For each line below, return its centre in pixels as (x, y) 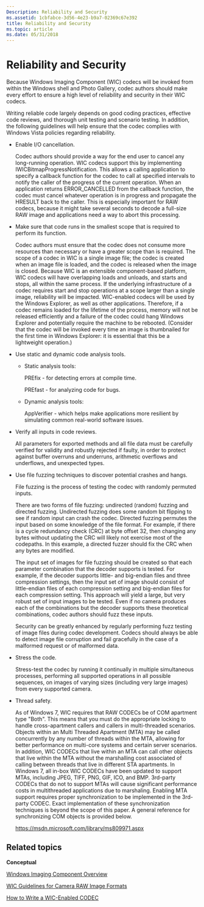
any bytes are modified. (45, 551)
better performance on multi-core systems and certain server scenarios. (106, 745)
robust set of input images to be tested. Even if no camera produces (101, 601)
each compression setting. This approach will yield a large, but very (100, 595)
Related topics (34, 847)
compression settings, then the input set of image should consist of (100, 582)
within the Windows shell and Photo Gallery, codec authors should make (97, 89)
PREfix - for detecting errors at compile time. (80, 378)
